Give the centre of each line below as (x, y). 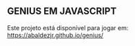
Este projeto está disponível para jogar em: (68, 27)
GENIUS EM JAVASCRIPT (62, 11)
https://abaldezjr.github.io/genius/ (55, 35)
